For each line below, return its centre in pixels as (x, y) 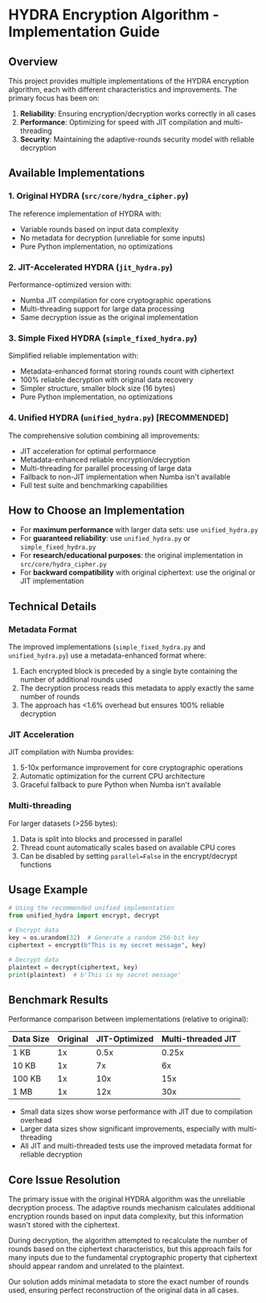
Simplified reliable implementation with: (74, 356)
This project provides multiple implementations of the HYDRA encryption (129, 81)
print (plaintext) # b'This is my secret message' (95, 975)
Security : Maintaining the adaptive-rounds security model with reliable (137, 139)
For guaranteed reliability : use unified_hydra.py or (105, 538)
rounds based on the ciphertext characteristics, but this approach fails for (131, 1249)
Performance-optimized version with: (70, 284)
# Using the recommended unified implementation (91, 908)
